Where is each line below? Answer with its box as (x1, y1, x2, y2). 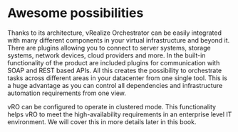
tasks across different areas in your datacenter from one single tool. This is (7, 73, 228, 82)
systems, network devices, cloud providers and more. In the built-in (7, 51, 206, 60)
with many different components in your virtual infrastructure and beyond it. (7, 35, 230, 44)
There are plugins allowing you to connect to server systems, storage (7, 43, 212, 52)
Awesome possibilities (7, 5, 144, 21)
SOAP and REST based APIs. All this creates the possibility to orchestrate (7, 66, 222, 75)
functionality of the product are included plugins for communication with (7, 58, 220, 67)
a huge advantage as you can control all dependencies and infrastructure (7, 81, 223, 89)
